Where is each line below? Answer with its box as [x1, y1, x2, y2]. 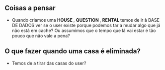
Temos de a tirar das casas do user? [11, 60, 86, 66]
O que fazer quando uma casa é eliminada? [4, 47, 141, 56]
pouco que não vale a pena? [11, 33, 70, 38]
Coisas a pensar [4, 4, 56, 12]
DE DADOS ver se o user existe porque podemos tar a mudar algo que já [11, 22, 161, 28]
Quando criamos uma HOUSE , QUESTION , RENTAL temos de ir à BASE [11, 17, 160, 23]
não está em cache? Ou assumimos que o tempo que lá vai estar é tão [11, 27, 156, 34]
